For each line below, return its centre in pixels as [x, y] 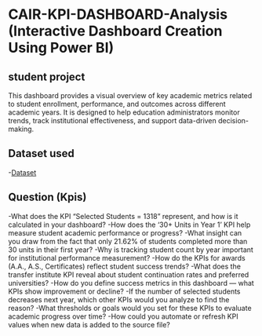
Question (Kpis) [47, 197]
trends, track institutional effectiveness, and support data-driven [113, 121]
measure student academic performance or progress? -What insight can [125, 232]
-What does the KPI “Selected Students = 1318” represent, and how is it [123, 216]
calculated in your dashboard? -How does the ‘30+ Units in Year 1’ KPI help [129, 225]
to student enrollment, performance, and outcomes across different [117, 104]
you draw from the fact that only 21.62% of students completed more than [128, 241]
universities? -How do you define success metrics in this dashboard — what [131, 283]
